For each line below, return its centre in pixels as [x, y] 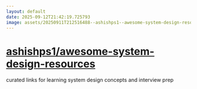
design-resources [51, 64]
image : [14, 22]
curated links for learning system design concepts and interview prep [90, 80]
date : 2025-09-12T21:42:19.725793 [48, 17]
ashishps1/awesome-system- [80, 51]
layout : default [26, 11]
